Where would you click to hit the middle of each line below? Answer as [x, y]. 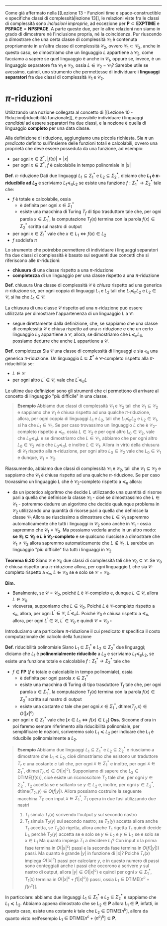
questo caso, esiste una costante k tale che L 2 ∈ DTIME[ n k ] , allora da [77, 911]
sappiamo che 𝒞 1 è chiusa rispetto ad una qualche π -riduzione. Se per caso [83, 475]
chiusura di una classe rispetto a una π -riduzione [63, 270]
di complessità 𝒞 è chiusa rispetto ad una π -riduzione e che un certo [83, 329]
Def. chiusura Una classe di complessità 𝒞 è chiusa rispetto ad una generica [83, 285]
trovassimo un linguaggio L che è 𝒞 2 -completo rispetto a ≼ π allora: [74, 482]
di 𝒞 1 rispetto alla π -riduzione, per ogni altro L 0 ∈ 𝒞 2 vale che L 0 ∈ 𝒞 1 [89, 452]
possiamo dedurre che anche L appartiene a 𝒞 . [61, 341]
